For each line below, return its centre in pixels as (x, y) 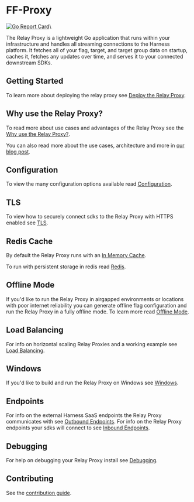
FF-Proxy (29, 10)
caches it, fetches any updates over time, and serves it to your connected (95, 56)
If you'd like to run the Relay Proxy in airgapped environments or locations (95, 299)
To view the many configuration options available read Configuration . (89, 184)
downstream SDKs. (29, 63)
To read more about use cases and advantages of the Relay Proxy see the (95, 128)
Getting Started (35, 81)
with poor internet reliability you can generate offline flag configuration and (96, 305)
